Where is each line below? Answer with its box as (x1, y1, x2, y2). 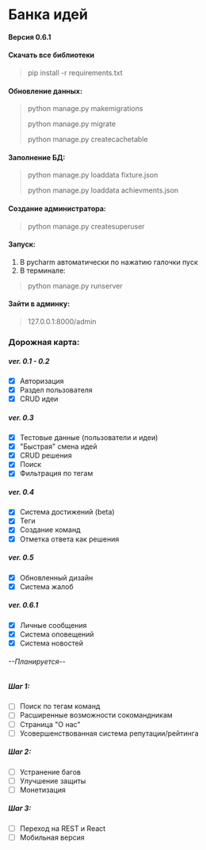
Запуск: (8, 239, 36, 249)
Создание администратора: (8, 204, 107, 213)
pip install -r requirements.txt (27, 67, 123, 77)
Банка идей (8, 6, 89, 24)
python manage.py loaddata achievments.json (27, 186, 179, 195)
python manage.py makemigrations (27, 104, 143, 113)
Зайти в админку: (8, 299, 71, 308)
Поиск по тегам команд (19, 702, 101, 711)
